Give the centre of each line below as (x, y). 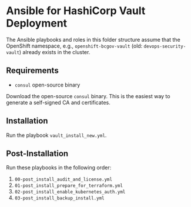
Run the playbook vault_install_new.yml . (56, 135)
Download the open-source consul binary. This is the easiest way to (88, 96)
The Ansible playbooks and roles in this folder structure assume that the (93, 39)
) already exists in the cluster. (55, 52)
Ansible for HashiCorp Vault (76, 11)
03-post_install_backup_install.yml (59, 198)
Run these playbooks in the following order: (59, 168)
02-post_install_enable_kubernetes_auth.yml (70, 192)
